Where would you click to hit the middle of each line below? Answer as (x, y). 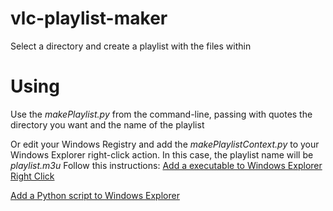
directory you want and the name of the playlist (107, 124)
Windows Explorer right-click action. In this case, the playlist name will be (162, 154)
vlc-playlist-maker (89, 18)
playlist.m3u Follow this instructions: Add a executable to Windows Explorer (166, 165)
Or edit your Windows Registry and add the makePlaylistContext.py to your (165, 144)
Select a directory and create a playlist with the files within (131, 46)
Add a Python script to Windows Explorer (95, 195)
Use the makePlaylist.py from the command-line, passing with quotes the (161, 114)
